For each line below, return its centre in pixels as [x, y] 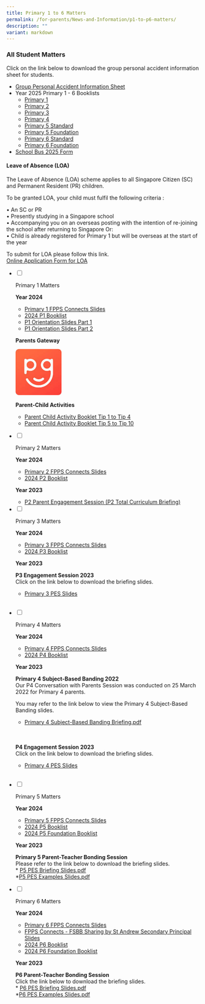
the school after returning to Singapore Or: [60, 229]
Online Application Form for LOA [47, 260]
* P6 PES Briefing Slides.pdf [51, 987]
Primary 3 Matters [38, 521]
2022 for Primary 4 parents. [50, 692]
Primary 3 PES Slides [51, 593]
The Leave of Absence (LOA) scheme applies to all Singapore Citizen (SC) [100, 179]
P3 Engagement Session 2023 [54, 575]
